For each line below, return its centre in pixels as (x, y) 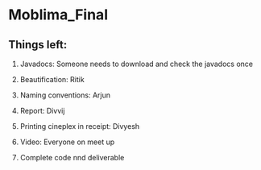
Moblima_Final (58, 15)
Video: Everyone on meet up (67, 142)
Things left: (38, 45)
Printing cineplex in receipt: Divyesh (80, 126)
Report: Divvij (42, 111)
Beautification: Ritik (52, 79)
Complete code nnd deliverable (72, 158)
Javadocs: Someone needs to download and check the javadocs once (137, 64)
